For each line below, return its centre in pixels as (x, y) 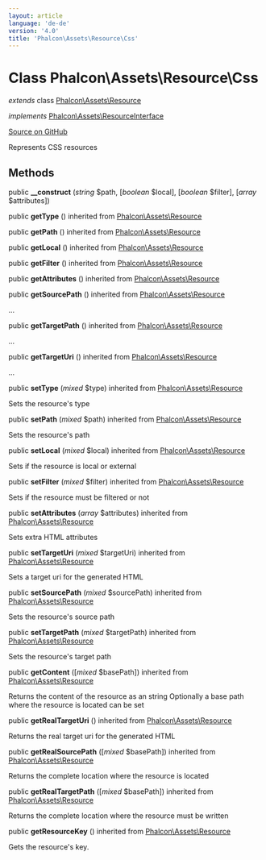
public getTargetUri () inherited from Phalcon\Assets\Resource (113, 357)
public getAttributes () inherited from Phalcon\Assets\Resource (114, 278)
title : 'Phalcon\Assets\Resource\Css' (73, 38)
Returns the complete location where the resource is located (109, 776)
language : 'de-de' (39, 23)
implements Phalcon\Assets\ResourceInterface (86, 116)
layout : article (35, 16)
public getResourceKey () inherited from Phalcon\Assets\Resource (120, 831)
